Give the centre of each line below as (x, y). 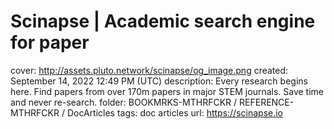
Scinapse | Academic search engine (163, 21)
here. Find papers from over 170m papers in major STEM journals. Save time (167, 91)
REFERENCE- (267, 102)
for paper (50, 42)
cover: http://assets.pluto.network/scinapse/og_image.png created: (149, 70)
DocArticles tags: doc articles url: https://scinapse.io (175, 112)
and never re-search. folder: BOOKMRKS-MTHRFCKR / (124, 102)
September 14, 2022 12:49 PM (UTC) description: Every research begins (159, 81)
